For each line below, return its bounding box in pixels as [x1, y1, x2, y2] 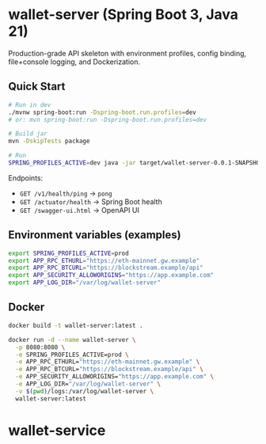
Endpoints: [8, 173, 44, 183]
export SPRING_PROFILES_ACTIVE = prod [8, 249, 129, 257]
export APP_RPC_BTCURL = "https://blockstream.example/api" [8, 264, 203, 272]
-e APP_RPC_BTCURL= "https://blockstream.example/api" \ [15, 366, 203, 374]
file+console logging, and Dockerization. [8, 57, 141, 66]
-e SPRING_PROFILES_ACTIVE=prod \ [15, 351, 129, 359]
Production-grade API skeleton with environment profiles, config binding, [8, 48, 247, 58]
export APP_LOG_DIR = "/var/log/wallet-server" [8, 279, 161, 287]
